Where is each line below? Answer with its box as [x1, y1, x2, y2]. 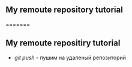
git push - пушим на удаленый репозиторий [14, 54, 127, 61]
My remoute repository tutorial [5, 5, 124, 15]
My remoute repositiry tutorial [5, 38, 121, 48]
